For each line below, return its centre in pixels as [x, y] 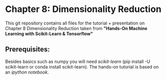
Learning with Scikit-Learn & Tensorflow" [49, 33]
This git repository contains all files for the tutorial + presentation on [75, 23]
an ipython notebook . [27, 72]
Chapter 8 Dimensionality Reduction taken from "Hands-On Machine [76, 28]
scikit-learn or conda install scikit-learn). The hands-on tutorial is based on [82, 66]
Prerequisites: [27, 49]
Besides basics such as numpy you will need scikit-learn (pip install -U [78, 61]
